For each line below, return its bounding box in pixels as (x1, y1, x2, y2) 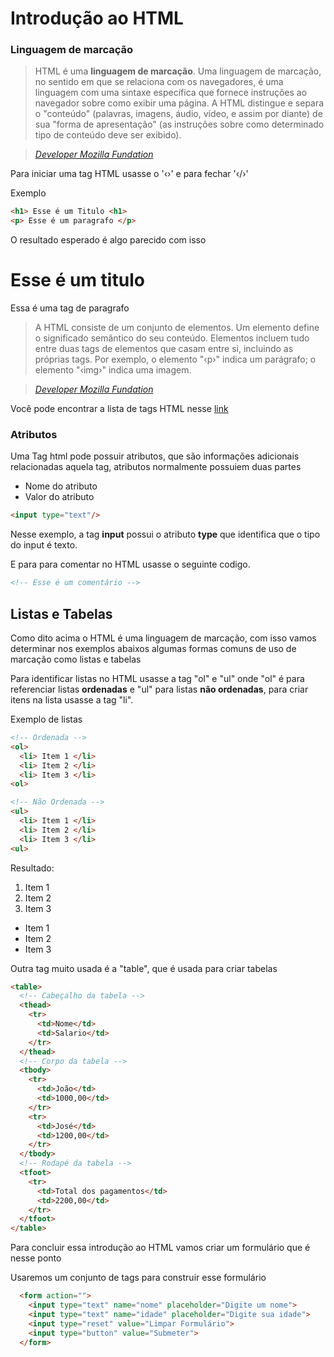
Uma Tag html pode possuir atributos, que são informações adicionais (10, 450, 300, 462)
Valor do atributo (24, 491, 95, 503)
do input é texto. (10, 539, 78, 551)
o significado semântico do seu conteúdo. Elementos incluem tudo (34, 332, 310, 344)
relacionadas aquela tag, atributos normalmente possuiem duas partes (10, 461, 302, 473)
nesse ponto (10, 1252, 62, 1264)
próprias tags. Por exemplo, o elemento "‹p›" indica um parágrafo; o (34, 353, 317, 366)
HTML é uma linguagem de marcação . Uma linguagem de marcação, (34, 65, 322, 77)
